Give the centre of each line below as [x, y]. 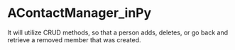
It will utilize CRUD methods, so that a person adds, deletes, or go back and [118, 32]
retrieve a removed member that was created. [74, 39]
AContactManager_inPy [80, 13]
